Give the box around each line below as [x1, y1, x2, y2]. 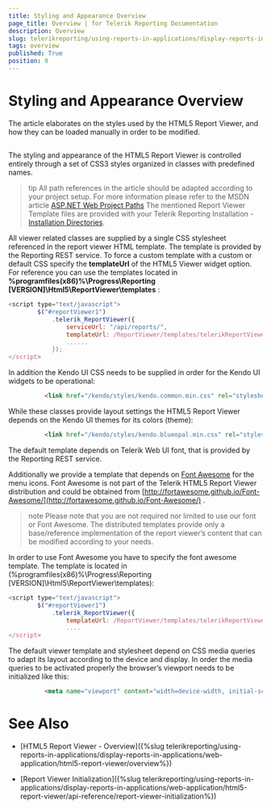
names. [8, 167, 33, 178]
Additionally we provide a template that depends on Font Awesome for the [8, 470, 255, 479]
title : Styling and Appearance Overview [8, 11, 147, 20]
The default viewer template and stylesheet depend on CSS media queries [8, 646, 256, 655]
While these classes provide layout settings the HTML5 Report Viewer [8, 407, 240, 416]
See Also [8, 714, 69, 733]
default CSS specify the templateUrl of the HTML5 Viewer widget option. [8, 259, 252, 269]
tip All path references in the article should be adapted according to [27, 183, 253, 193]
